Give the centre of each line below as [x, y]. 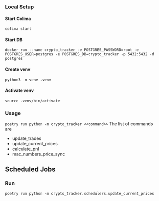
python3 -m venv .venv [28, 80]
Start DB [14, 40]
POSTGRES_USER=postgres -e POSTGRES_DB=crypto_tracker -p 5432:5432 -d [79, 54]
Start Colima [18, 19]
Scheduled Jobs [30, 169]
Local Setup [20, 7]
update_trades [27, 138]
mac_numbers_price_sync [38, 154]
